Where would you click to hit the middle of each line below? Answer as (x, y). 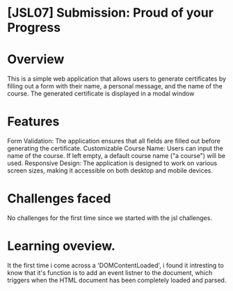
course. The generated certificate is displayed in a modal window (101, 94)
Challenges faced (59, 199)
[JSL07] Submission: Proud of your (111, 13)
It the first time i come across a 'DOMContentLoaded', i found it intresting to (115, 265)
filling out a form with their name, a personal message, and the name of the (115, 86)
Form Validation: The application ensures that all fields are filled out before (114, 141)
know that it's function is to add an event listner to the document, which (110, 272)
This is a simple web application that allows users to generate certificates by (117, 79)
